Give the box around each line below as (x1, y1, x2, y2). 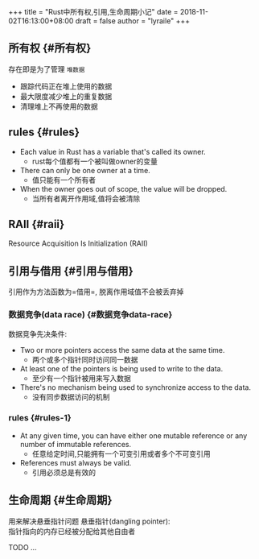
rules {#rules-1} (8, 412, 72, 424)
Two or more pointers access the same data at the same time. (19, 345, 225, 354)
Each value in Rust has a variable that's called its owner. (19, 147, 207, 156)
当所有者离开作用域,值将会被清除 (31, 193, 141, 203)
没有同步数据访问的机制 (31, 391, 110, 401)
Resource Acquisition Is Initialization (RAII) (8, 238, 149, 248)
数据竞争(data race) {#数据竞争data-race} (8, 309, 173, 321)
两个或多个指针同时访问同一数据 (31, 354, 138, 364)
